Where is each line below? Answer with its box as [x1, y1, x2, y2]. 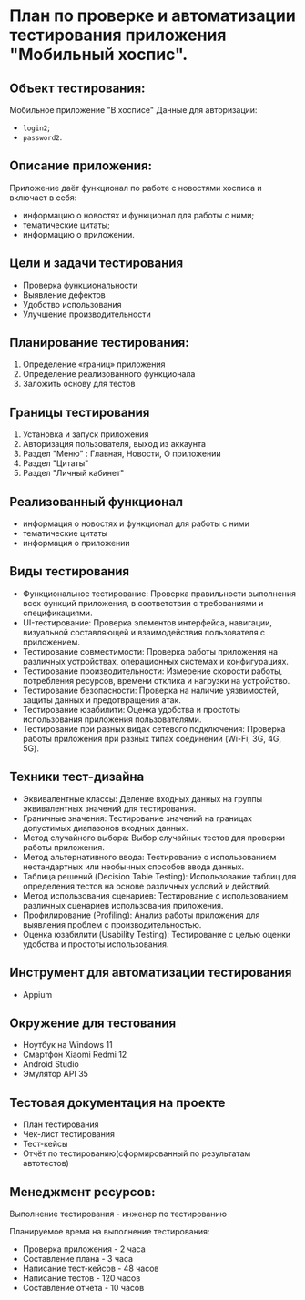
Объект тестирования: [9, 80, 146, 96]
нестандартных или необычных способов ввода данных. [22, 861, 244, 872]
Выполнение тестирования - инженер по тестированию [9, 1208, 228, 1219]
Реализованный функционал [9, 493, 184, 510]
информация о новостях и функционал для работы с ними [22, 518, 250, 529]
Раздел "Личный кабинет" [22, 468, 125, 479]
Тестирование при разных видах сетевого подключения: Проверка [22, 723, 286, 734]
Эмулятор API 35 [22, 1069, 89, 1080]
